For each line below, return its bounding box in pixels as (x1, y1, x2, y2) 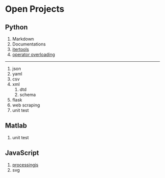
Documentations (12, 41, 46, 47)
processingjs (12, 162, 38, 168)
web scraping (12, 102, 40, 108)
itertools (12, 47, 29, 52)
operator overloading (12, 51, 55, 57)
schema (19, 92, 36, 98)
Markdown (12, 36, 34, 42)
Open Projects (5, 3, 65, 15)
